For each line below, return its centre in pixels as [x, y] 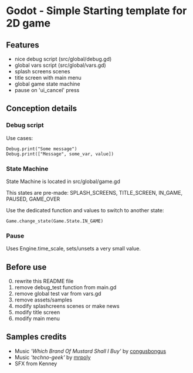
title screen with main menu [48, 78]
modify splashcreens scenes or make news [67, 306]
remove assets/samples [43, 300]
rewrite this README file [44, 281]
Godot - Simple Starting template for [97, 11]
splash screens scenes [42, 71]
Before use [26, 267]
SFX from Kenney [36, 363]
